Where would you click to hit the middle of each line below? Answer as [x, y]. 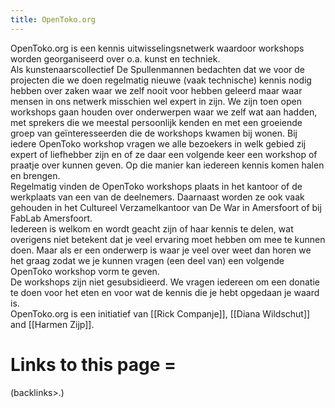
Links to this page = [93, 364]
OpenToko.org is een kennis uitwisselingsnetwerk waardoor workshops [157, 48]
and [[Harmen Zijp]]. [52, 324]
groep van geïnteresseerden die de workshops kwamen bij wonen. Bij [154, 133]
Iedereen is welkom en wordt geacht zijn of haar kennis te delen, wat [152, 228]
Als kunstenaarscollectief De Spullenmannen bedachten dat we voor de [157, 69]
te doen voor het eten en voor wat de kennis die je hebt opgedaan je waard [165, 292]
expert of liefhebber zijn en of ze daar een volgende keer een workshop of [164, 154]
